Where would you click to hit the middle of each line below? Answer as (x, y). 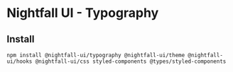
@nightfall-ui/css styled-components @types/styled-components (131, 61)
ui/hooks (20, 61)
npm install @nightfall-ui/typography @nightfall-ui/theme (96, 55)
